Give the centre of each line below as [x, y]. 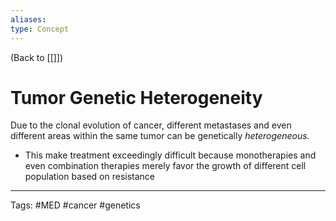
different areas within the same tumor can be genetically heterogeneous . [160, 136]
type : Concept [40, 29]
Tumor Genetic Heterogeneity [136, 97]
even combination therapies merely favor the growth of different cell [165, 166]
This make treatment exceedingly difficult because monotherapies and [170, 155]
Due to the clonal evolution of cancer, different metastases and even [151, 125]
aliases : [28, 19]
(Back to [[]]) [37, 57]
